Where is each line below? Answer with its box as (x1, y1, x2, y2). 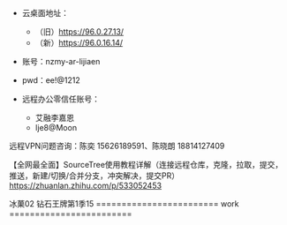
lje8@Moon (34, 123, 78, 132)
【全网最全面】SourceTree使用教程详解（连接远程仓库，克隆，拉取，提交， (9, 160, 283, 169)
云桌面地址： (21, 8, 69, 18)
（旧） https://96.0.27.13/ (34, 26, 125, 37)
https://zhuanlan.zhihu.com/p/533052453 (9, 180, 162, 191)
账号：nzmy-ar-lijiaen (21, 56, 101, 66)
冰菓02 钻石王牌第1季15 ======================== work (9, 199, 239, 209)
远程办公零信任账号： (21, 94, 100, 104)
